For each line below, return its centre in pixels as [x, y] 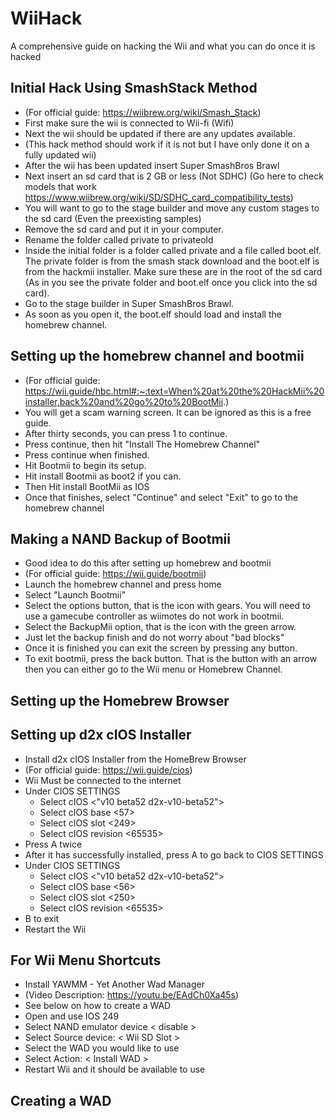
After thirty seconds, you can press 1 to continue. [126, 433]
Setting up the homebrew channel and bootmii [157, 356]
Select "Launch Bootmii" [75, 595]
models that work [60, 186]
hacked [26, 56]
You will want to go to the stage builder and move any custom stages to [172, 208]
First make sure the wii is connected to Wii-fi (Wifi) [129, 123]
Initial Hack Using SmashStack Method [134, 88]
